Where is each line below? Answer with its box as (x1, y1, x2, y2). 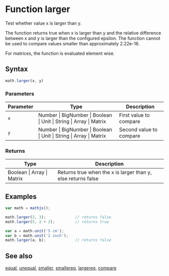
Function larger (5, 4, 70, 15)
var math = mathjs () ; (5, 206, 51, 211)
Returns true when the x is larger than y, (57, 169, 152, 176)
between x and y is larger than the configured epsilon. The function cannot (5, 35, 160, 41)
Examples (5, 192, 37, 201)
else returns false (57, 175, 99, 182)
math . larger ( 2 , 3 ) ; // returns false (5, 215, 112, 220)
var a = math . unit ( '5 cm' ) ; (5, 228, 64, 233)
